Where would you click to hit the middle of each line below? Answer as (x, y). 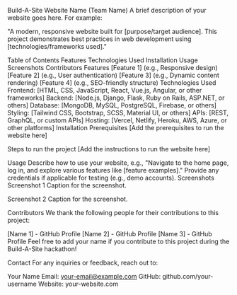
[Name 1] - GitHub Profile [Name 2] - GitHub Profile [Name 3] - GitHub (110, 234)
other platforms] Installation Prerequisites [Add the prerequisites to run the (116, 128)
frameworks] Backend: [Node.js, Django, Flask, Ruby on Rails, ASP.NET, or (116, 98)
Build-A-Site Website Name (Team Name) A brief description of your (107, 10)
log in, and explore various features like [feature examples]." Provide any (113, 170)
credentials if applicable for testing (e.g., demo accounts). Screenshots (111, 178)
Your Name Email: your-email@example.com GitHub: (84, 276)
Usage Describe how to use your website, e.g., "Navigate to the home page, (118, 163)
